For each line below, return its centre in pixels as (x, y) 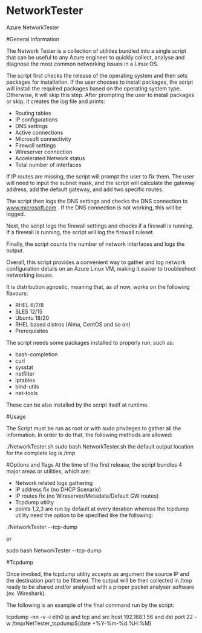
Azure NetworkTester (33, 27)
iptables (25, 380)
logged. (16, 214)
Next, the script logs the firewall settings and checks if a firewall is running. (100, 226)
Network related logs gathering (54, 482)
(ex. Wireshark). (26, 593)
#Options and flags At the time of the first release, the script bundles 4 (94, 464)
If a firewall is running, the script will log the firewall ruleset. (80, 232)
